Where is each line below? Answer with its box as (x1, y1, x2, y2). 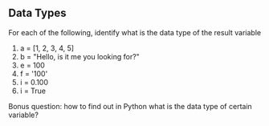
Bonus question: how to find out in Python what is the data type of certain (8, 101, 253, 111)
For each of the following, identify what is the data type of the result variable (8, 27, 262, 37)
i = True (19, 86, 47, 96)
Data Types (8, 6, 67, 20)
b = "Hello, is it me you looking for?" (19, 51, 141, 61)
